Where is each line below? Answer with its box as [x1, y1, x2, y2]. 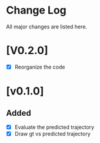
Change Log [6, 4, 66, 17]
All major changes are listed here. [6, 23, 87, 30]
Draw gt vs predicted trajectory [14, 131, 91, 137]
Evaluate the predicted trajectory [14, 123, 95, 131]
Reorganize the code [14, 63, 66, 70]
